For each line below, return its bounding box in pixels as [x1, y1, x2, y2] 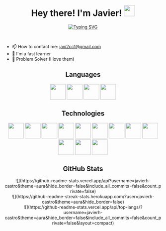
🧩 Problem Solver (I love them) [11, 56, 75, 62]
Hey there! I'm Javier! [31, 7, 122, 19]
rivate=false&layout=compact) [52, 220, 114, 226]
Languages [65, 70, 101, 79]
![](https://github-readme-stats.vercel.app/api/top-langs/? [23, 204, 143, 210]
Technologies [61, 110, 105, 118]
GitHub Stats [63, 164, 103, 173]
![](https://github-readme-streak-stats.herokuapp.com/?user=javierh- [11, 194, 155, 200]
